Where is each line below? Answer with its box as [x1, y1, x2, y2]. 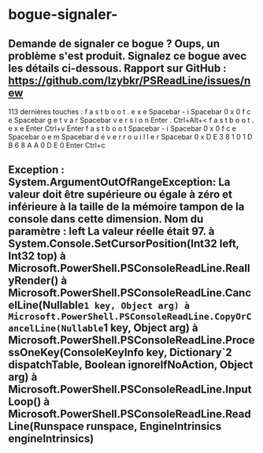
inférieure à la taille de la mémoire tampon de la [8, 200, 245, 214]
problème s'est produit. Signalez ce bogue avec [8, 49, 247, 62]
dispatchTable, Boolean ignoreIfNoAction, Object [8, 358, 254, 372]
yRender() [8, 274, 59, 288]
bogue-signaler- [8, 6, 118, 24]
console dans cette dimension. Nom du [8, 213, 204, 226]
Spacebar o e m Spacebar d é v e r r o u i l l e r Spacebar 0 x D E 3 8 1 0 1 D [8, 132, 253, 141]
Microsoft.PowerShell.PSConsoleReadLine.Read [8, 407, 251, 421]
